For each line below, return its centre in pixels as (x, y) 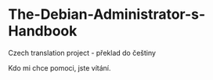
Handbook (43, 31)
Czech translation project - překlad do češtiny (82, 53)
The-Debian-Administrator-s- (107, 15)
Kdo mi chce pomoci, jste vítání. (60, 67)
